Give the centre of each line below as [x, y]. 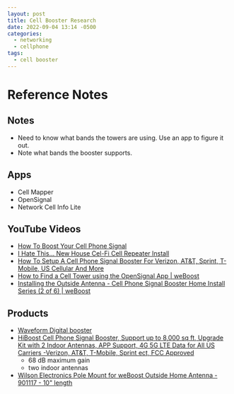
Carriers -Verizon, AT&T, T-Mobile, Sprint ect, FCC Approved [106, 353]
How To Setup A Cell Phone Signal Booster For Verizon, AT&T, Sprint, [118, 261]
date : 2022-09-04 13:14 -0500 [52, 27]
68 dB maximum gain [59, 360]
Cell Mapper [35, 192]
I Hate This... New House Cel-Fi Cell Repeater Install [93, 253]
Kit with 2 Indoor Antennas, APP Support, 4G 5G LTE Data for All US [116, 345]
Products [28, 313]
